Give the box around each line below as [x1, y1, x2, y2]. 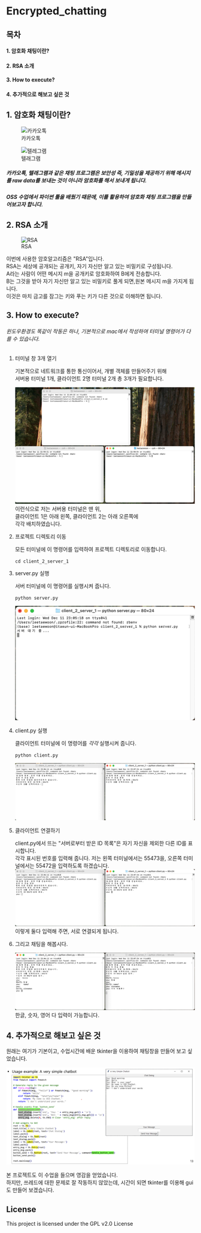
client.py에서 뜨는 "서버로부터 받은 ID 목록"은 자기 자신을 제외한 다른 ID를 [14, 840, 187, 847]
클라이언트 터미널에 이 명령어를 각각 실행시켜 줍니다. [14, 740, 136, 747]
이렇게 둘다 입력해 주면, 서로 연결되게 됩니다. [14, 927, 119, 935]
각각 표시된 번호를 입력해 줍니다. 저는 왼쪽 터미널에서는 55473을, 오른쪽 [14, 855, 182, 862]
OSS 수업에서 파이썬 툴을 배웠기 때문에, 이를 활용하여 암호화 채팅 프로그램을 [6, 193, 181, 200]
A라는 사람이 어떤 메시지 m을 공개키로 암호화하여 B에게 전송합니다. [6, 270, 162, 277]
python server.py [14, 595, 59, 602]
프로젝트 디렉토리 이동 [14, 533, 67, 540]
